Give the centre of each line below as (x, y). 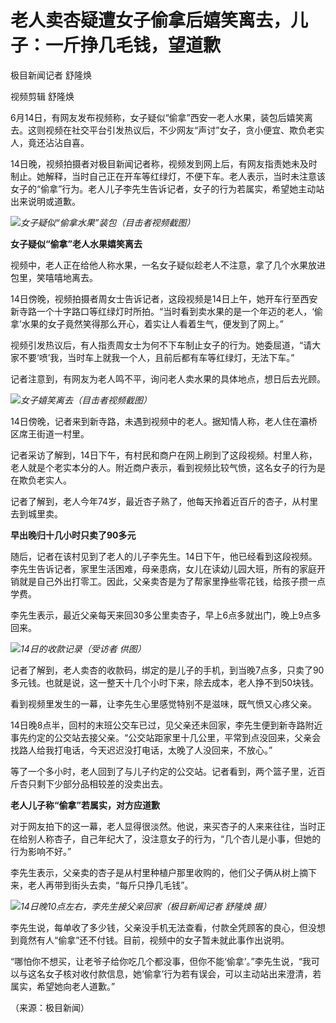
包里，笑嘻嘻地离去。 (54, 277)
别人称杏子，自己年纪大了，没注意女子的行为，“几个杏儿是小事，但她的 (174, 838)
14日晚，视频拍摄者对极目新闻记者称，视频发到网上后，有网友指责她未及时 (164, 163)
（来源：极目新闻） (50, 1007)
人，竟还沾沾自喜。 (50, 142)
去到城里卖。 (36, 513)
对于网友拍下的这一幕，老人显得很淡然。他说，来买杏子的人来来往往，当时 (163, 826)
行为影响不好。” (41, 851)
